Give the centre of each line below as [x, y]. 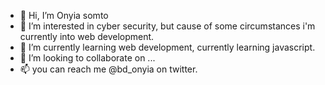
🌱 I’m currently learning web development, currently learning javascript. [167, 47]
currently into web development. [87, 36]
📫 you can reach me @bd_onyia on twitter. [108, 69]
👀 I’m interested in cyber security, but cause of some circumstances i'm [167, 26]
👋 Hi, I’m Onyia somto [64, 15]
